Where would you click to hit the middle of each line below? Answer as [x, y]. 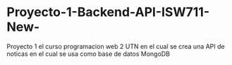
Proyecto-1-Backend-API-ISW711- [108, 12]
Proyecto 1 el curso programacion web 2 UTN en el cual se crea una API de [116, 46]
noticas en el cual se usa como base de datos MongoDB [88, 54]
